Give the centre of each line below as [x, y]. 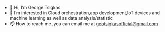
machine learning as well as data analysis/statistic [61, 18]
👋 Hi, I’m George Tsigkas [35, 8]
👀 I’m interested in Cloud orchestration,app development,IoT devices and [85, 13]
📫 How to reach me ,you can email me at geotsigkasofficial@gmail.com [84, 24]
